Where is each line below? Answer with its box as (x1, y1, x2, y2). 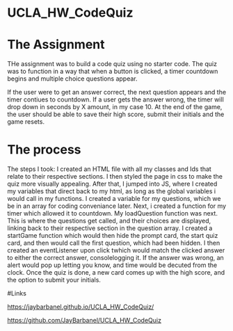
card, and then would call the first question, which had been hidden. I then (7, 239, 220, 248)
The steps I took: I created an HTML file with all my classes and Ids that (7, 165, 212, 173)
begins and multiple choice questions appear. (7, 74, 138, 83)
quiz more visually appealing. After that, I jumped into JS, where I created (7, 179, 218, 188)
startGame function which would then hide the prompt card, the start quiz (7, 232, 218, 240)
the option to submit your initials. (7, 276, 101, 284)
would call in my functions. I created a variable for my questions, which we (7, 195, 221, 203)
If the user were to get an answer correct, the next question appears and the (7, 88, 227, 97)
